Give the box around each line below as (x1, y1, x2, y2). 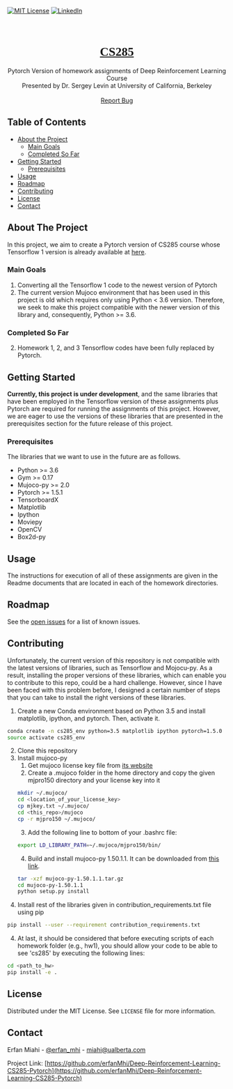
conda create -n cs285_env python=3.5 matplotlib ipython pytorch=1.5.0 (7, 727, 223, 734)
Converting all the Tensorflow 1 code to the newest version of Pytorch (17, 281, 218, 289)
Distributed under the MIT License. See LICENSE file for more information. (7, 1007, 216, 1015)
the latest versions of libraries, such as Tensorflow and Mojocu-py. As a (7, 663, 213, 672)
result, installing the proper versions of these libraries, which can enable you (7, 671, 227, 679)
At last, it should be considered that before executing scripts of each (17, 934, 214, 943)
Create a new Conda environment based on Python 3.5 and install (17, 706, 206, 715)
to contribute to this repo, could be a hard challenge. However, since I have (7, 678, 223, 686)
